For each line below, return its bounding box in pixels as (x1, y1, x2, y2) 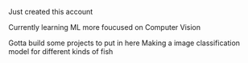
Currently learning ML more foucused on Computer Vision (8, 23, 201, 31)
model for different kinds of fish (8, 47, 114, 56)
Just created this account (8, 7, 93, 16)
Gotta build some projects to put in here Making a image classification (8, 38, 240, 48)
